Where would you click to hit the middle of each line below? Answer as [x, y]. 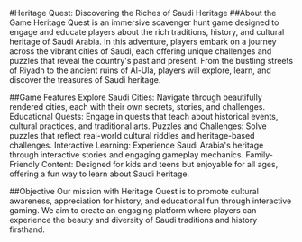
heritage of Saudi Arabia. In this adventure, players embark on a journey [143, 41]
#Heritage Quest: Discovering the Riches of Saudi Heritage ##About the [143, 13]
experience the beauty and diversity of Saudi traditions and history [133, 220]
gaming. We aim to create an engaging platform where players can [133, 210]
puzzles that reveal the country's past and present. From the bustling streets [151, 61]
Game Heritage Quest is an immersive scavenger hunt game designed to [144, 22]
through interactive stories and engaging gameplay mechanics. [127, 155]
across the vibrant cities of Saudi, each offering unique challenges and [141, 51]
